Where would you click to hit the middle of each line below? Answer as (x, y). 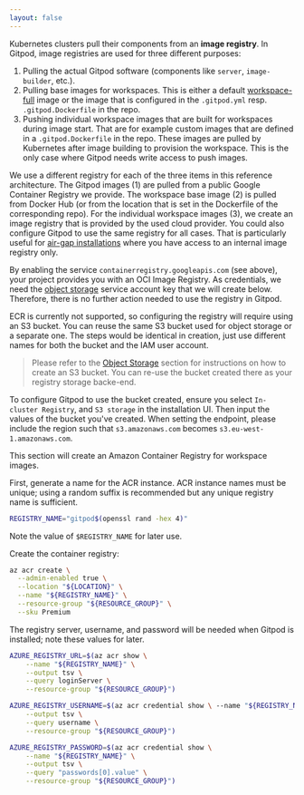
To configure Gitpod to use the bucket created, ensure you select (131, 399)
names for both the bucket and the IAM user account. (109, 344)
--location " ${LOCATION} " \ (71, 587)
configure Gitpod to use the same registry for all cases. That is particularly (148, 233)
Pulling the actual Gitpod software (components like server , (133, 71)
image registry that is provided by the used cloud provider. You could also (147, 223)
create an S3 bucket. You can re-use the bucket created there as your (161, 372)
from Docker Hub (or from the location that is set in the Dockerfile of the (144, 204)
